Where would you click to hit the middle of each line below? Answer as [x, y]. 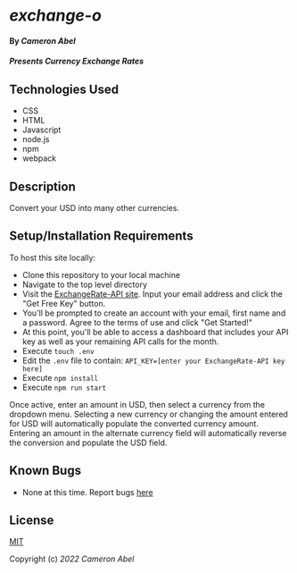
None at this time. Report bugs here [87, 492]
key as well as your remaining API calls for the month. [120, 341]
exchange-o [56, 16]
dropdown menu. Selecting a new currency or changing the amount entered [148, 414]
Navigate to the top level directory [85, 284]
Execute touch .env [58, 350]
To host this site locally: [53, 257]
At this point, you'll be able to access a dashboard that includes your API [155, 332]
